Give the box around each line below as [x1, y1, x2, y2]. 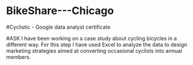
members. [6, 53, 31, 60]
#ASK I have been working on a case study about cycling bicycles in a [6, 35, 177, 42]
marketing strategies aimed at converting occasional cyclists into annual [6, 47, 182, 54]
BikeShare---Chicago [6, 4, 114, 18]
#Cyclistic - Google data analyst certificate [6, 23, 111, 30]
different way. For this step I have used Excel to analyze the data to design [6, 41, 188, 48]
